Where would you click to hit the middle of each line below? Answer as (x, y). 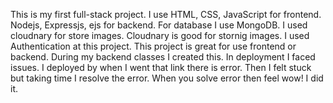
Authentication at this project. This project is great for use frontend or (153, 46)
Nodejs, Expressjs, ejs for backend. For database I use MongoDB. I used (159, 25)
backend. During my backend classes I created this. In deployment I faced (163, 57)
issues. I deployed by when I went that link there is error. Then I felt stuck (161, 67)
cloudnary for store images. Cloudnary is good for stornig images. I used (160, 35)
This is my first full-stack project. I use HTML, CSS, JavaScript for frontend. (166, 14)
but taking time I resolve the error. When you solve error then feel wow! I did (167, 78)
